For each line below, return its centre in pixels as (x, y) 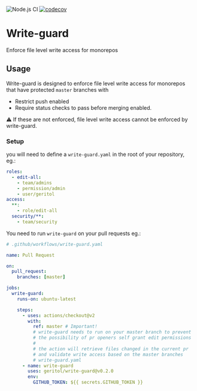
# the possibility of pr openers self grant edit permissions (112, 338)
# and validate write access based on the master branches (108, 354)
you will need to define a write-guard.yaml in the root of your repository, (96, 154)
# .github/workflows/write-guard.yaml (54, 244)
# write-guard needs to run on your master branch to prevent (112, 332)
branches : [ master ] (41, 277)
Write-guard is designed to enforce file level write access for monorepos (96, 83)
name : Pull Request (31, 255)
